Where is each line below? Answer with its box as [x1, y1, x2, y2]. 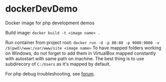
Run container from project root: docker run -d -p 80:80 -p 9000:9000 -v [5, 39, 160, 46]
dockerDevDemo [5, 3, 78, 15]
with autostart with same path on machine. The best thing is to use [5, 55, 144, 61]
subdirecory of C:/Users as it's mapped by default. [5, 61, 111, 67]
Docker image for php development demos [5, 20, 95, 26]
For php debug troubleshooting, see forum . [5, 70, 95, 76]
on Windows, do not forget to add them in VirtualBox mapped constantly [5, 50, 156, 56]
